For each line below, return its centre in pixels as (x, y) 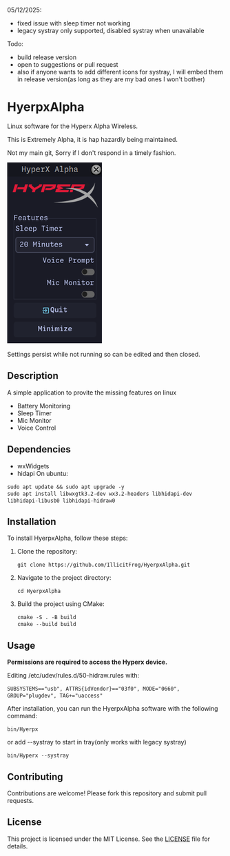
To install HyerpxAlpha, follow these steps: (67, 538)
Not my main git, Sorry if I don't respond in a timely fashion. (92, 153)
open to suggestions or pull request (67, 64)
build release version (47, 57)
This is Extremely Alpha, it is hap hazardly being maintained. (92, 139)
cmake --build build (46, 625)
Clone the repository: (47, 552)
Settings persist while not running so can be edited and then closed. (104, 354)
